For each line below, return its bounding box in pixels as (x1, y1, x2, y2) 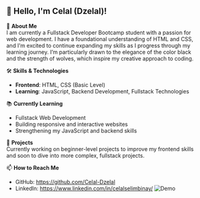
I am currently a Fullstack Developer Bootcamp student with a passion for (6, 29, 191, 36)
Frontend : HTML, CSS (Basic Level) (15, 81, 106, 89)
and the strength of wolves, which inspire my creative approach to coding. (6, 54, 194, 62)
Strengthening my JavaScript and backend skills (15, 127, 138, 134)
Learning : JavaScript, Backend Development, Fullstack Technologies (15, 87, 190, 95)
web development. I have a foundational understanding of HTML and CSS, (6, 35, 194, 43)
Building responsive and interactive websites (15, 120, 128, 128)
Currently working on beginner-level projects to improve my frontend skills (6, 145, 194, 153)
